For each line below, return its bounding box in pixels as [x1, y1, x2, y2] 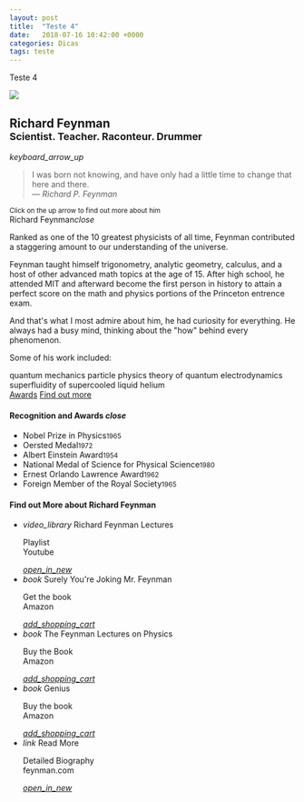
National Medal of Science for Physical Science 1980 [22, 459, 215, 470]
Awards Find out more [9, 388, 93, 400]
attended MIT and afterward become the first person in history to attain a [9, 278, 283, 289]
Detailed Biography [22, 756, 95, 767]
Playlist [22, 537, 50, 548]
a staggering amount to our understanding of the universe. [9, 241, 229, 252]
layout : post [9, 13, 59, 23]
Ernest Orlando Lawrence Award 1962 [22, 469, 160, 480]
